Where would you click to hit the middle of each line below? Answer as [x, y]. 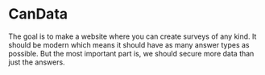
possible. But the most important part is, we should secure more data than [131, 53]
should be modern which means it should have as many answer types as [129, 44]
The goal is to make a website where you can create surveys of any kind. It [132, 36]
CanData [38, 14]
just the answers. [37, 62]
